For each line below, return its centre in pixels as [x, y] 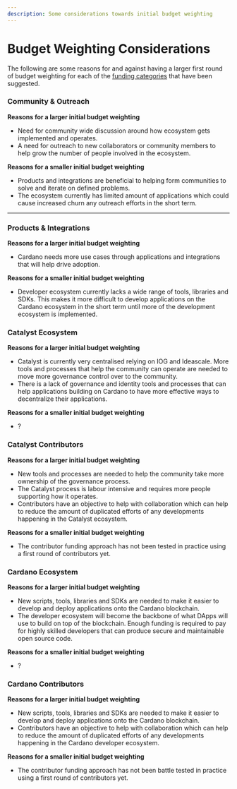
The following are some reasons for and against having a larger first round [115, 68]
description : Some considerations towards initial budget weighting [110, 14]
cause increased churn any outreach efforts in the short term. [107, 203]
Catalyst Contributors [45, 445]
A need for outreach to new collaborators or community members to [117, 145]
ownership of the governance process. [74, 481]
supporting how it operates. [58, 496]
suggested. [24, 83]
